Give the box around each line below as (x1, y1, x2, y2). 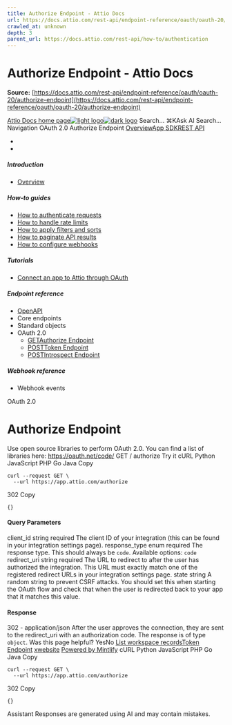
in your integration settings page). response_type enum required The (7, 541, 203, 550)
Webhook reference (7, 367, 66, 375)
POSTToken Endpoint (27, 343, 88, 351)
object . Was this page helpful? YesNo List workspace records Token (7, 638, 200, 646)
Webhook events (17, 384, 66, 392)
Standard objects (17, 321, 66, 329)
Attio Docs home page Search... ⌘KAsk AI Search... (7, 117, 222, 125)
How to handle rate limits (17, 218, 88, 226)
